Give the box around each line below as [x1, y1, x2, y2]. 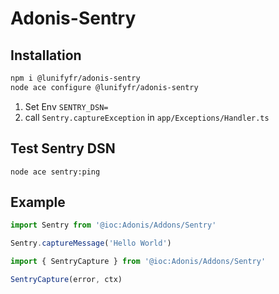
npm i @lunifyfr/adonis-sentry [10, 73, 141, 83]
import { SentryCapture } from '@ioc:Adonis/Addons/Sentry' [10, 257, 267, 267]
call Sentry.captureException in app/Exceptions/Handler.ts [24, 111, 270, 123]
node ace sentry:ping [10, 167, 101, 177]
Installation [10, 47, 82, 64]
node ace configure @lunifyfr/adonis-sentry [10, 82, 199, 92]
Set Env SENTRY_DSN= [24, 100, 109, 112]
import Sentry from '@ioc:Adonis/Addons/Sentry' [10, 220, 217, 231]
